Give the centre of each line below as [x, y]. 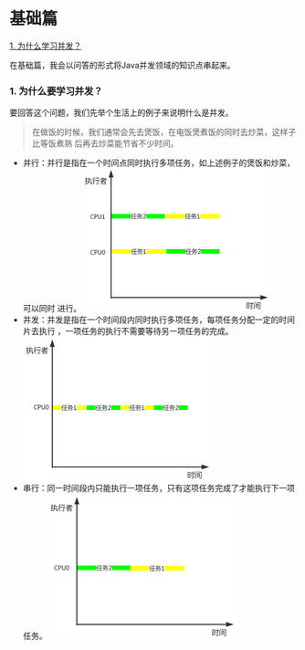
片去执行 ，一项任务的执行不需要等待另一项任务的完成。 [128, 331]
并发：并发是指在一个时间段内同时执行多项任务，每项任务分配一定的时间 [158, 320]
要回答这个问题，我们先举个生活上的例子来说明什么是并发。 [121, 113]
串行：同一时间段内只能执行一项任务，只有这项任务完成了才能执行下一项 [158, 488]
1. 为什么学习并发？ [46, 46]
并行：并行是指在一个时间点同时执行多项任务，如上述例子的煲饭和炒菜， [158, 163]
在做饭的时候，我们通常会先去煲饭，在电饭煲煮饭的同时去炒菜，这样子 [164, 132]
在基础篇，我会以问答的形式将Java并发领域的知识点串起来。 [122, 65]
